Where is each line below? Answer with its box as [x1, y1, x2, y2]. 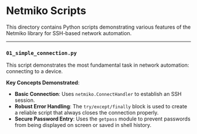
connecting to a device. [6, 68, 63, 75]
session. [14, 97, 35, 104]
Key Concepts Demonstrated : [6, 79, 80, 86]
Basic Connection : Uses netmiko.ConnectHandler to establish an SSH [14, 91, 182, 98]
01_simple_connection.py [6, 50, 77, 56]
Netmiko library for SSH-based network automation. [6, 29, 132, 36]
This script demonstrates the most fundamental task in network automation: [6, 61, 189, 68]
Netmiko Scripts [6, 4, 87, 18]
